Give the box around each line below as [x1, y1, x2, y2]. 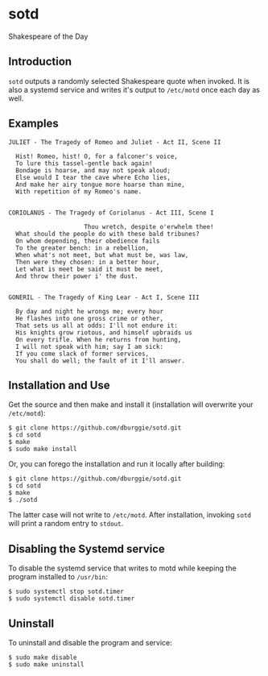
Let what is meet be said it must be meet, [15, 265, 163, 273]
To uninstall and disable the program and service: [8, 638, 173, 647]
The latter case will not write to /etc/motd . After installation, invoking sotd [8, 510, 252, 520]
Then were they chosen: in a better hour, [15, 258, 160, 266]
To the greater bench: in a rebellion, [15, 243, 150, 252]
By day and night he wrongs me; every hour [15, 307, 163, 315]
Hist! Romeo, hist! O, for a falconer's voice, [15, 152, 179, 160]
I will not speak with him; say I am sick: [15, 342, 163, 350]
